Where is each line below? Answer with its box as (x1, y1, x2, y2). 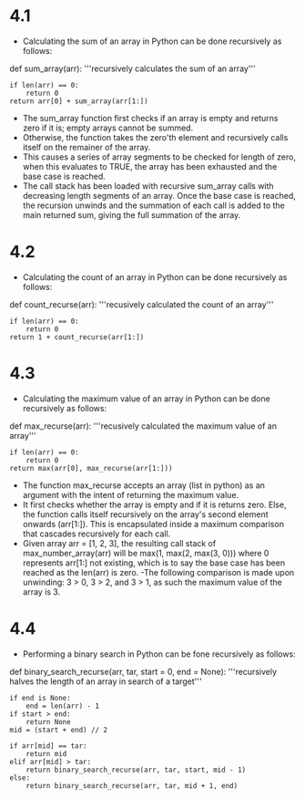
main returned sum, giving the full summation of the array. (22, 209, 241, 220)
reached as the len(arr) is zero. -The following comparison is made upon (22, 566, 295, 577)
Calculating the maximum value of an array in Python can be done (22, 393, 270, 404)
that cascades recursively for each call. (22, 528, 171, 539)
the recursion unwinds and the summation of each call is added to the (22, 200, 285, 211)
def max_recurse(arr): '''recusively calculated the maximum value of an (9, 420, 278, 431)
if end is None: (9, 693, 71, 702)
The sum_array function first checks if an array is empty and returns (22, 112, 280, 123)
